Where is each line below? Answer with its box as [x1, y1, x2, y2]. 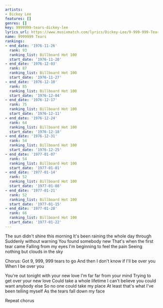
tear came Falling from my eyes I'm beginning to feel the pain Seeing [5, 243, 143, 249]
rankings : [5, 39, 25, 44]
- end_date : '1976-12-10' [5, 79, 57, 84]
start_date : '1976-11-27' [9, 75, 62, 80]
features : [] [5, 16, 32, 21]
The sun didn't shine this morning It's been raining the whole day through [5, 233, 152, 239]
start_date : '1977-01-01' [9, 165, 62, 170]
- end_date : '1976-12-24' [5, 115, 57, 121]
